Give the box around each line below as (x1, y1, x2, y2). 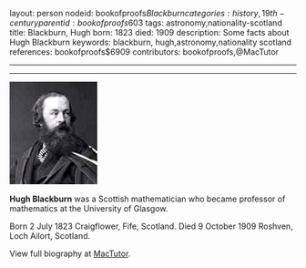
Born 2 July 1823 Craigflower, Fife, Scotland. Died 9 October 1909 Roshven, (9, 221, 293, 232)
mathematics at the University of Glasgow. (9, 203, 168, 213)
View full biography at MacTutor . (9, 248, 131, 259)
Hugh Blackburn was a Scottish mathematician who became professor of (9, 193, 286, 204)
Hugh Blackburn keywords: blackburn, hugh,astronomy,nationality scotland (9, 36, 292, 47)
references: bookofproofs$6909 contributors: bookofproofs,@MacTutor (9, 46, 280, 57)
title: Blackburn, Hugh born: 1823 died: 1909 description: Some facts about (9, 27, 290, 37)
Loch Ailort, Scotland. (9, 231, 91, 241)
